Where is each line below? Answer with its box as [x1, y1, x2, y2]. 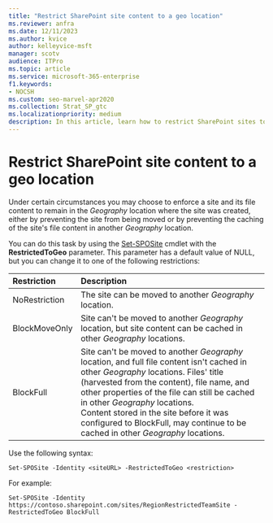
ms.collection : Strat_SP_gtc [8, 102, 107, 111]
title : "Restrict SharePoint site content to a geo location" [8, 11, 223, 20]
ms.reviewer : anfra [8, 20, 75, 28]
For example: [8, 477, 53, 488]
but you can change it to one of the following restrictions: [8, 255, 201, 265]
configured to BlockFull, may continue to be [80, 416, 247, 428]
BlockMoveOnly [12, 322, 73, 333]
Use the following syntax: [8, 448, 93, 458]
